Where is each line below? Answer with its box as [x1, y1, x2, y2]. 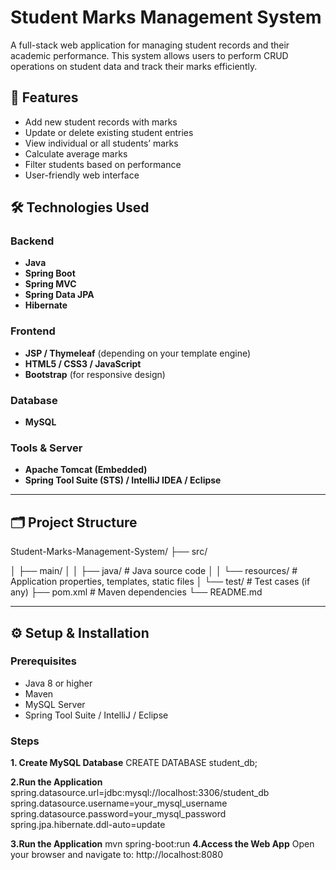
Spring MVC [24, 278, 77, 290]
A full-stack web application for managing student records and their [10, 39, 290, 51]
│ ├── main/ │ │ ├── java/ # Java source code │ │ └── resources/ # [10, 565, 298, 577]
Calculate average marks [24, 147, 128, 160]
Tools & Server [10, 441, 83, 455]
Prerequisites [10, 654, 77, 668]
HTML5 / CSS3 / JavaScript [24, 357, 142, 370]
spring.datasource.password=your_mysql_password [10, 808, 227, 820]
